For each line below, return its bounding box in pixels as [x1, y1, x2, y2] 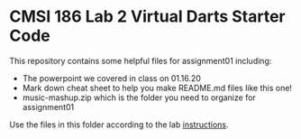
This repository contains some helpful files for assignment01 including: [9, 55, 272, 66]
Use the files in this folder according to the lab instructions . [9, 119, 229, 130]
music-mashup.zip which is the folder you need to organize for [22, 92, 257, 103]
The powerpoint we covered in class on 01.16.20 [22, 72, 201, 83]
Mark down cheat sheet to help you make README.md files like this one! [22, 82, 293, 93]
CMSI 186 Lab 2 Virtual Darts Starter [9, 6, 286, 27]
